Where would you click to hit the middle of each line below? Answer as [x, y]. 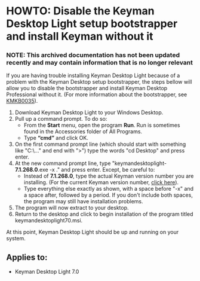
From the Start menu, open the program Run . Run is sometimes [102, 125]
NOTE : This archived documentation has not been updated [93, 55]
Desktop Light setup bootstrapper [92, 24]
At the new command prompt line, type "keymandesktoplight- [91, 163]
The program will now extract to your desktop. [72, 208]
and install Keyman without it [80, 36]
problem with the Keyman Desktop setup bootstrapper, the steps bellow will [99, 82]
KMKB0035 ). [22, 101]
